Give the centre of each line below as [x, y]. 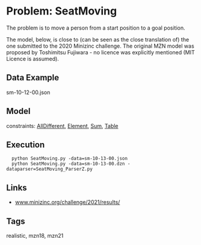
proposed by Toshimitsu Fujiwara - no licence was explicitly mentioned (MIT [101, 52]
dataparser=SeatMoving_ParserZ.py [50, 169]
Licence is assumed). [32, 59]
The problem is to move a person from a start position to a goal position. [96, 28]
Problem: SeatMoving [62, 11]
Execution [26, 145]
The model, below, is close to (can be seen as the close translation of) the [98, 39]
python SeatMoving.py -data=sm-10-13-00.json [70, 159]
